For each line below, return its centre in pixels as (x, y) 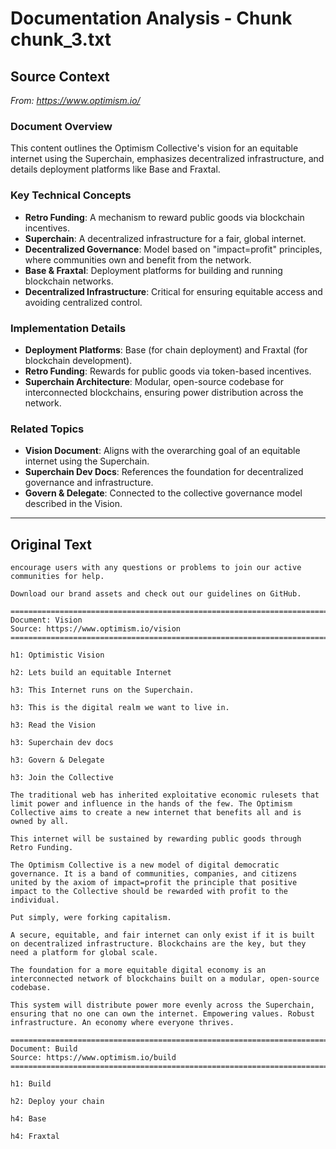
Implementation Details (68, 328)
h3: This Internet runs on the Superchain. (102, 690)
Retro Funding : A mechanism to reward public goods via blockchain (164, 217)
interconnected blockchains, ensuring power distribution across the (164, 392)
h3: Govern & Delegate (57, 760)
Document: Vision (46, 620)
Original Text (51, 544)
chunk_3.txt (61, 39)
